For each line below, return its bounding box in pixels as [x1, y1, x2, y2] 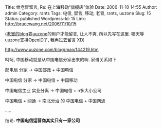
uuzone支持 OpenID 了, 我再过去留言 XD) [5, 37, 85, 43]
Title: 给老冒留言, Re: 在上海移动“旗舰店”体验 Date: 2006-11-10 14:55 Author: [5, 4, 157, 10]
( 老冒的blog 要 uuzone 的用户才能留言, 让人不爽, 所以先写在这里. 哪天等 [5, 31, 144, 36]
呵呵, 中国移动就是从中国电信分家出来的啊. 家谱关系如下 [5, 57, 117, 62]
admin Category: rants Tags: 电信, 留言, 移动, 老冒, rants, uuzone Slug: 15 [5, 10, 151, 16]
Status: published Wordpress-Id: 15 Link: [5, 16, 86, 21]
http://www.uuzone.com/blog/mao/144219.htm [5, 47, 99, 52]
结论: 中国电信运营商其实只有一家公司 [5, 118, 80, 123]
